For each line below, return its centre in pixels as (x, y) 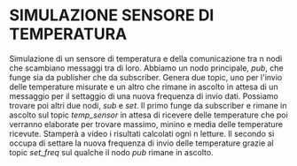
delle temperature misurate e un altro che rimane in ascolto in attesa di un (144, 87)
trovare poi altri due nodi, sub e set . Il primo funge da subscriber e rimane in (148, 105)
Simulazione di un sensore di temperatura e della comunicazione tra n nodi (146, 58)
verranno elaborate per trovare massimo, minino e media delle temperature (146, 124)
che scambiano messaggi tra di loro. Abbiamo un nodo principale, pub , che (146, 68)
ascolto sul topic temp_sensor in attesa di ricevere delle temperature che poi (148, 115)
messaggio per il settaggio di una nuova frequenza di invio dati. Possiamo (144, 96)
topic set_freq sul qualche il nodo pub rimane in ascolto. (112, 152)
